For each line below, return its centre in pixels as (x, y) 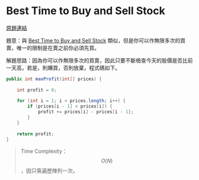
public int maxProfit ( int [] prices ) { (54, 79)
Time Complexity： (44, 151)
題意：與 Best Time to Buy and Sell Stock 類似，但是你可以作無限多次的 (93, 40)
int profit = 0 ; (37, 90)
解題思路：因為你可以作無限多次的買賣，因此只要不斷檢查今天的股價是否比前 (99, 60)
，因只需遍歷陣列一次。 (49, 171)
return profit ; (36, 134)
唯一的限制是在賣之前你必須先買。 (58, 48)
